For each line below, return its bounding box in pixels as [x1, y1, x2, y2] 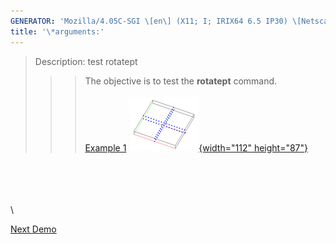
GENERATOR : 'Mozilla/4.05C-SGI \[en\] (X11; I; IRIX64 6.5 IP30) [10, 16, 288, 26]
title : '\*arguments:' [10, 26, 105, 37]
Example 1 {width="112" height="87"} [84, 141, 309, 154]
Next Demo [10, 223, 57, 235]
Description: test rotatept [34, 55, 138, 67]
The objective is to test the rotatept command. [84, 75, 278, 87]
